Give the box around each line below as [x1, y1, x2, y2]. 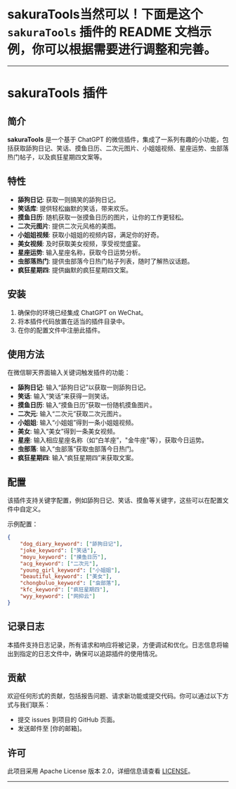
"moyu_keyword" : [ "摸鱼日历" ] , [20, 553, 107, 560]
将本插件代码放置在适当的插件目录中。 [17, 317, 129, 326]
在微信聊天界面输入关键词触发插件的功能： [7, 368, 131, 377]
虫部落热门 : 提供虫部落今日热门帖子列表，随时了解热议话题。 [17, 257, 194, 265]
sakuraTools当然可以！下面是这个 [7, 6, 204, 23]
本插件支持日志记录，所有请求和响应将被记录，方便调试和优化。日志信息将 [7, 641, 223, 649]
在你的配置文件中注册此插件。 [17, 326, 104, 334]
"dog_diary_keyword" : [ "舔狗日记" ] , [20, 541, 123, 548]
